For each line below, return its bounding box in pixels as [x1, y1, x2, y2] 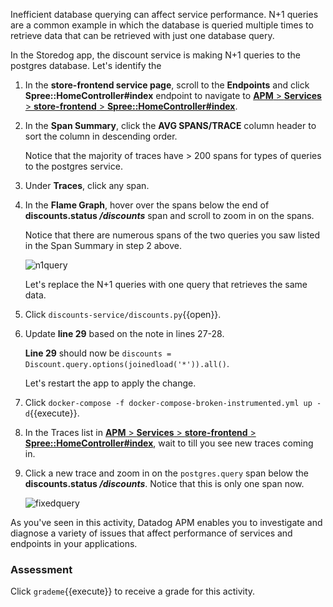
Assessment [10, 562, 73, 576]
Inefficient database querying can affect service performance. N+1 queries [10, 9, 319, 20]
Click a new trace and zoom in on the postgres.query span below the [24, 467, 309, 479]
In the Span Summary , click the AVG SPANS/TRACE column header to [24, 120, 317, 131]
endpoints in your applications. [10, 538, 138, 549]
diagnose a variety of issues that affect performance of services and [10, 527, 293, 539]
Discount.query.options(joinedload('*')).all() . [24, 358, 230, 369]
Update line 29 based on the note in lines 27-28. [24, 328, 225, 339]
